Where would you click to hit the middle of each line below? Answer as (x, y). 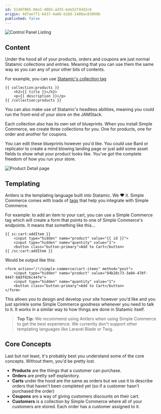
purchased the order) (33, 391)
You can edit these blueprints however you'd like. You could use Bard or (77, 144)
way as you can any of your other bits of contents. (55, 69)
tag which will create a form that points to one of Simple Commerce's (74, 220)
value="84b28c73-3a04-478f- (120, 273)
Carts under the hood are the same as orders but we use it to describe (82, 381)
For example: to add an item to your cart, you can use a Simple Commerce (79, 215)
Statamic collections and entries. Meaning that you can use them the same (79, 64)
